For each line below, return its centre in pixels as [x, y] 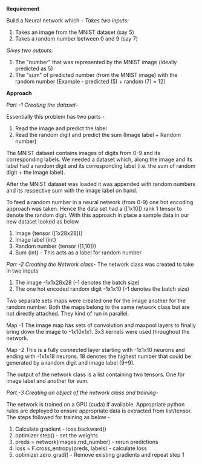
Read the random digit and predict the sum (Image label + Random [98, 135]
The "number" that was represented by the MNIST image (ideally [96, 62]
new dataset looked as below [43, 221]
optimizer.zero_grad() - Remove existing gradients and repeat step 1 [99, 455]
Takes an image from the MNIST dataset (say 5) [74, 32]
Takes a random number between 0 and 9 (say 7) [76, 38]
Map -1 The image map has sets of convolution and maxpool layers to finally [101, 325]
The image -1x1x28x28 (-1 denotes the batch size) [77, 282]
